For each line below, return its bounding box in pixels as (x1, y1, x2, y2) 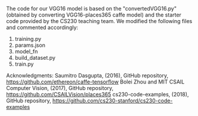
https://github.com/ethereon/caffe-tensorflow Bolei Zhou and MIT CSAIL (6, 78, 185, 85)
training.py (14, 36, 42, 42)
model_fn (14, 48, 38, 55)
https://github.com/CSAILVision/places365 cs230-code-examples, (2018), (6, 91, 189, 98)
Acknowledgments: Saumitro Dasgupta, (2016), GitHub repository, (6, 72, 169, 79)
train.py (14, 60, 34, 67)
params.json (14, 41, 46, 49)
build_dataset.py (14, 54, 55, 61)
